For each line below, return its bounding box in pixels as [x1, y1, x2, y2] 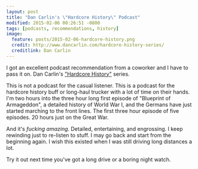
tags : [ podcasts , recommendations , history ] [6, 25, 119, 32]
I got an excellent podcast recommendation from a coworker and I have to [6, 64, 188, 71]
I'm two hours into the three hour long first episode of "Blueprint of [6, 94, 171, 102]
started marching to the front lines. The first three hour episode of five [6, 107, 179, 114]
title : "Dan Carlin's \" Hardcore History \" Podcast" [6, 14, 141, 20]
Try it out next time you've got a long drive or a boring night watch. [6, 156, 171, 163]
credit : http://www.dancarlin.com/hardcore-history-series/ [11, 42, 165, 48]
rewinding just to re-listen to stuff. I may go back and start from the [6, 131, 172, 139]
